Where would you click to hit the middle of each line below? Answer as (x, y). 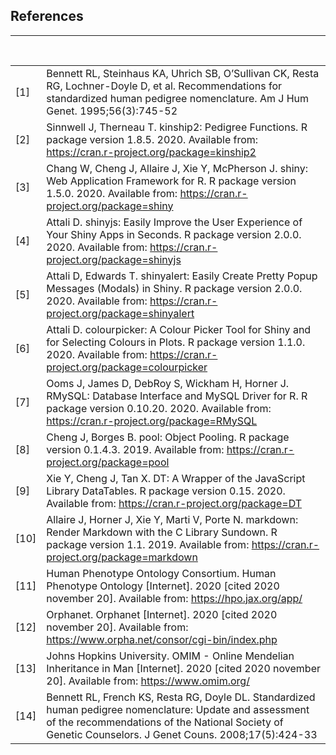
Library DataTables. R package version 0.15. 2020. (166, 491)
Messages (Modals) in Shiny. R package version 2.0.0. (174, 288)
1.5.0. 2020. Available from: (112, 193)
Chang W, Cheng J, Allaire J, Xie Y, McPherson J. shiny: (177, 168)
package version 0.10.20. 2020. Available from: (159, 408)
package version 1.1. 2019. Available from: (148, 544)
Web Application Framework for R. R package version (171, 181)
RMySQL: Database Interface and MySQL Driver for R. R (177, 396)
